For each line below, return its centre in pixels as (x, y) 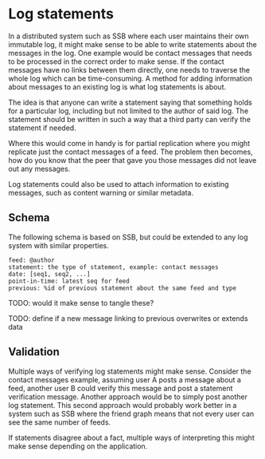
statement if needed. (43, 128)
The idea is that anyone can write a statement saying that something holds (130, 102)
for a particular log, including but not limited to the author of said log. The (129, 111)
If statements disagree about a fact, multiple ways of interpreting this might (131, 437)
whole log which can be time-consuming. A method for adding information (131, 78)
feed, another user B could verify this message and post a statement (121, 388)
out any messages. (39, 168)
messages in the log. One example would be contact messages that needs (130, 53)
